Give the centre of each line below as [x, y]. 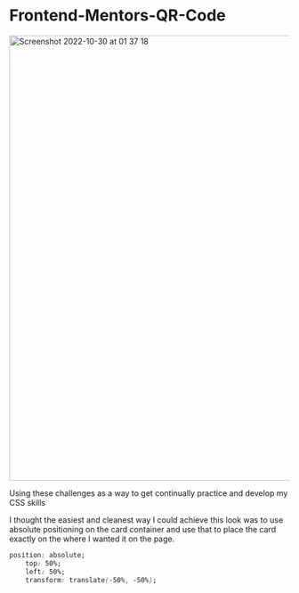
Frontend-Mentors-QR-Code [118, 16]
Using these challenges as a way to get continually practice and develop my [149, 493]
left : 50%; [45, 572]
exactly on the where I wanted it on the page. [92, 539]
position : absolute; [48, 555]
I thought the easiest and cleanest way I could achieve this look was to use [146, 520]
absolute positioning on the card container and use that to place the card [143, 529]
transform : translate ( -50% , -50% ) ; [91, 580]
